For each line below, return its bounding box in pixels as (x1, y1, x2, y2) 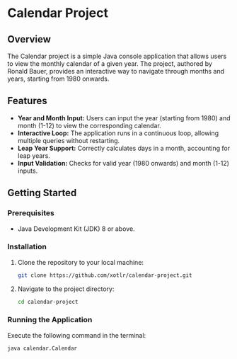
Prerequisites (7, 208, 54, 218)
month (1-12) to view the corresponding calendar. (17, 121, 161, 130)
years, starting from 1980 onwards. (7, 74, 110, 83)
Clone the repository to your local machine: (17, 258, 144, 266)
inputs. (17, 166, 38, 175)
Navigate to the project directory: (17, 285, 115, 293)
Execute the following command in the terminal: (7, 331, 146, 339)
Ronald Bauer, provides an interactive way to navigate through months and (7, 67, 225, 75)
